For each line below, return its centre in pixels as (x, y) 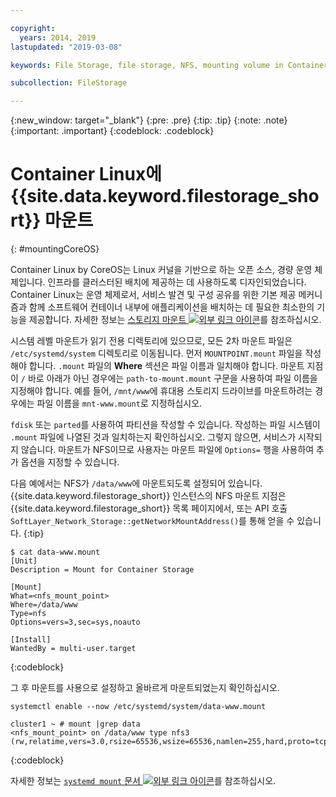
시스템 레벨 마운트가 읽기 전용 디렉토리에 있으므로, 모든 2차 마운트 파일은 (151, 341)
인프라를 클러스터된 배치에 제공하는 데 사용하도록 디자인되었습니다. (177, 282)
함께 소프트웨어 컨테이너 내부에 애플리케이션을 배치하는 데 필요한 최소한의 (171, 307)
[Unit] (24, 561)
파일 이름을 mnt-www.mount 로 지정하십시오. (119, 403)
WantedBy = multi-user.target (73, 649)
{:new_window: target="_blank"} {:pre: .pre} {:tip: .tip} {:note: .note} (149, 120)
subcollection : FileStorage (69, 83)
